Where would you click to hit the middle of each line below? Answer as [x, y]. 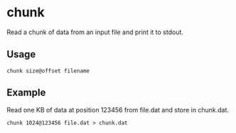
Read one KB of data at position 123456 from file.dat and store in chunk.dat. [118, 110]
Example [26, 93]
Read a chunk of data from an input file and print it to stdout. [95, 32]
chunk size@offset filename [48, 71]
